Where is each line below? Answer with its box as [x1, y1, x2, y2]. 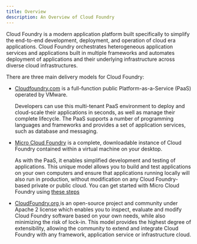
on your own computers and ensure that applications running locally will [14, 169, 190, 176]
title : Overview [6, 8, 46, 15]
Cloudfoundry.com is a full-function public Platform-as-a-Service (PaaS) [14, 84, 192, 92]
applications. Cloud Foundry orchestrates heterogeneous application [6, 43, 173, 50]
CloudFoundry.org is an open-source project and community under [14, 199, 178, 207]
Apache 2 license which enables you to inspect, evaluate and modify [14, 206, 182, 213]
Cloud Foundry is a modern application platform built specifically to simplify [6, 30, 190, 37]
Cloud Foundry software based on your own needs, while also [14, 212, 166, 219]
